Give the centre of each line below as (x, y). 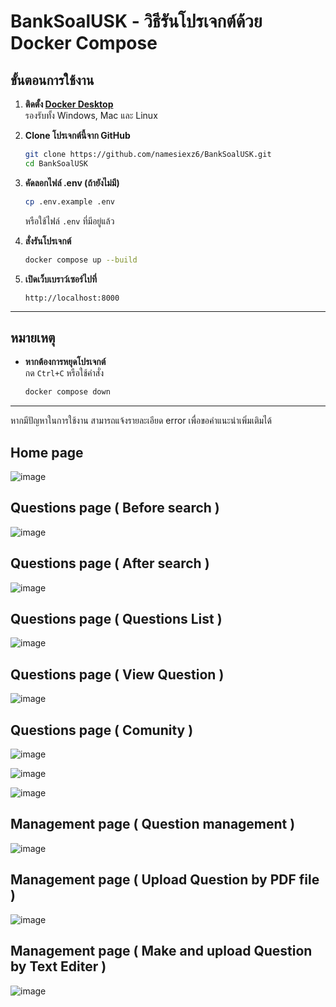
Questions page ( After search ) (110, 563)
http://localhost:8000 (72, 298)
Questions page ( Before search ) (115, 508)
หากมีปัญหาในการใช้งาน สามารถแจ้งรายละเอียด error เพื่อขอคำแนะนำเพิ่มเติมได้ (141, 421)
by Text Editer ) (58, 966)
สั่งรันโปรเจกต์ (48, 241)
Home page (47, 452)
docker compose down (67, 392)
